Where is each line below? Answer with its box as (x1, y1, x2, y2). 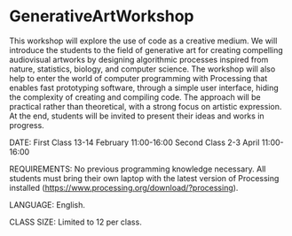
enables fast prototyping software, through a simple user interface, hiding (9, 82, 280, 93)
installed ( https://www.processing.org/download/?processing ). (9, 182, 239, 193)
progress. (9, 119, 44, 130)
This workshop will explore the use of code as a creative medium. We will (9, 35, 278, 46)
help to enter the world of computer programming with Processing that (9, 72, 268, 83)
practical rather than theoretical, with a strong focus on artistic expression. (9, 101, 282, 111)
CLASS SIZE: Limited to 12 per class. (9, 217, 142, 227)
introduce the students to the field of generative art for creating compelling (9, 44, 284, 55)
